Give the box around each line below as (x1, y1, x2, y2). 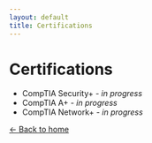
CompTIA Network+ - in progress (21, 107, 143, 117)
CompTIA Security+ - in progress (21, 88, 143, 99)
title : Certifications (9, 21, 93, 30)
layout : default (9, 12, 69, 22)
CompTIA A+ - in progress (21, 98, 118, 109)
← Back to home (9, 124, 69, 135)
